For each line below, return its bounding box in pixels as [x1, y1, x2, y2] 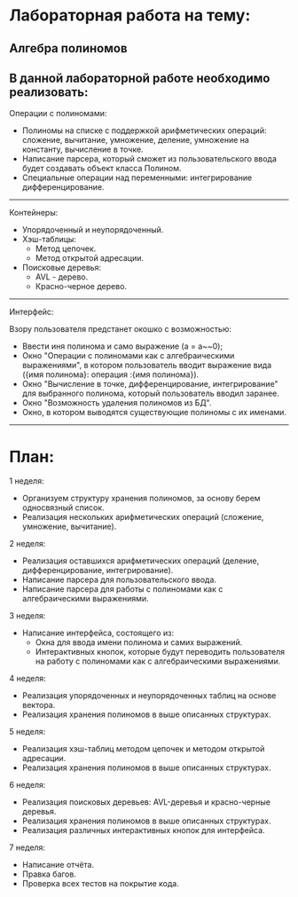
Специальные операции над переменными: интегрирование [21, 172, 253, 183]
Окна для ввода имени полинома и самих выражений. [35, 637, 243, 648]
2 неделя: [9, 539, 46, 549]
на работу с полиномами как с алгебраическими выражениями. [35, 656, 281, 666]
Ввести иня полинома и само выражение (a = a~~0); [21, 341, 223, 351]
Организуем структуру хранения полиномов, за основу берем [21, 493, 261, 504]
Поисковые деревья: [21, 263, 102, 273]
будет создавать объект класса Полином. [21, 163, 182, 174]
